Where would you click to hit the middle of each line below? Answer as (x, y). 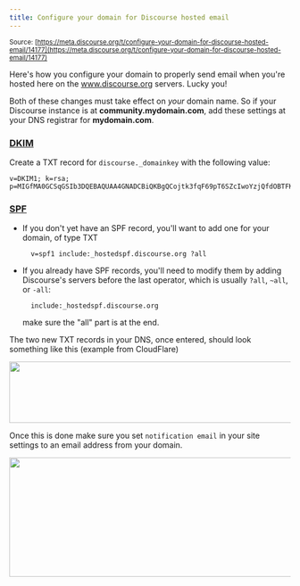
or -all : (37, 290)
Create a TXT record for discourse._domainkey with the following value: (140, 162)
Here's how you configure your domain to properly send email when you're (147, 74)
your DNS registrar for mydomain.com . (82, 120)
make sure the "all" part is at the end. (91, 323)
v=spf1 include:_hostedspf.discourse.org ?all (119, 254)
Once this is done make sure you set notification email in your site (135, 436)
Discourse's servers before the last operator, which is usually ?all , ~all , (155, 280)
